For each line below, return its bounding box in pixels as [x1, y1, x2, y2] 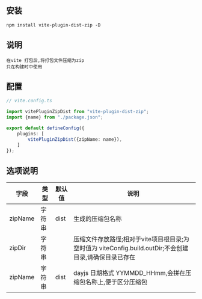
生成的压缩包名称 [73, 215, 122, 223]
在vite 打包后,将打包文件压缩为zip [6, 57, 85, 63]
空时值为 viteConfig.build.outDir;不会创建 [73, 244, 189, 253]
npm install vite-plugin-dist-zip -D [6, 22, 101, 28]
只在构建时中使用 [6, 64, 43, 70]
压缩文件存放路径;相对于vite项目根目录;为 [73, 235, 189, 244]
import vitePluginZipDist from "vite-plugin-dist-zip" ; [6, 109, 149, 115]
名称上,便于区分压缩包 [85, 278, 148, 286]
